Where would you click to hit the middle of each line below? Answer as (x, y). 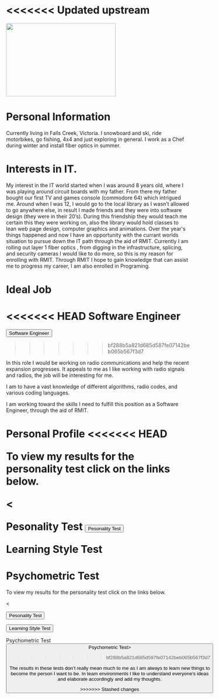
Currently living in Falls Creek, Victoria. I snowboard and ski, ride (84, 133)
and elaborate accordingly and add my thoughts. (109, 679)
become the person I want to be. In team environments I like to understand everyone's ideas (110, 674)
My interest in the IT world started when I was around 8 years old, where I (95, 185)
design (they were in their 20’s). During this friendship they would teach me (97, 216)
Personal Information (58, 117)
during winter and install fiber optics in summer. (63, 145)
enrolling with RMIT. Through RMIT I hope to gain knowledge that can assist (97, 259)
